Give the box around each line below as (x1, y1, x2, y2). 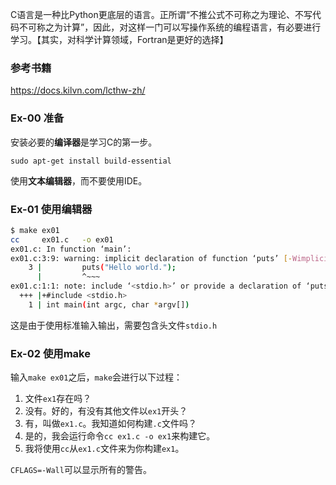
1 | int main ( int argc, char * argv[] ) (28, 299, 190, 310)
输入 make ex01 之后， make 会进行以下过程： (10, 371, 183, 383)
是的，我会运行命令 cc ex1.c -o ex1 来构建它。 (24, 430, 216, 442)
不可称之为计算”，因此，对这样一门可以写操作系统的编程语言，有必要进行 (18, 21, 322, 33)
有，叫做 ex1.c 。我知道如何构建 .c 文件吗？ (24, 418, 197, 430)
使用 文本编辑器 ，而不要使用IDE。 (10, 174, 148, 187)
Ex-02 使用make (10, 346, 91, 360)
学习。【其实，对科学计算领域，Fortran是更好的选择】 (10, 34, 229, 45)
